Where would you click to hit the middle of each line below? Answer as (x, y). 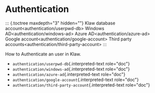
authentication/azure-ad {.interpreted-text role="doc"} (69, 74)
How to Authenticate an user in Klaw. (43, 54)
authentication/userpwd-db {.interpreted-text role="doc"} (71, 63)
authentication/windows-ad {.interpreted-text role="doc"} (71, 69)
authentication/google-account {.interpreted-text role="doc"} (75, 79)
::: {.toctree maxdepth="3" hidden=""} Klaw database (60, 23)
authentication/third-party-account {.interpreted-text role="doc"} (81, 85)
